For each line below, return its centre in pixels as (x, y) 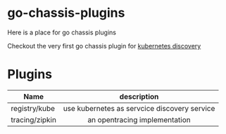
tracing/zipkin (33, 119)
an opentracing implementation (139, 119)
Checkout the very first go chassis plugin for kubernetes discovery (104, 46)
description (139, 96)
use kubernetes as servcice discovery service (139, 108)
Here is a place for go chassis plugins (62, 32)
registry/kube (33, 108)
